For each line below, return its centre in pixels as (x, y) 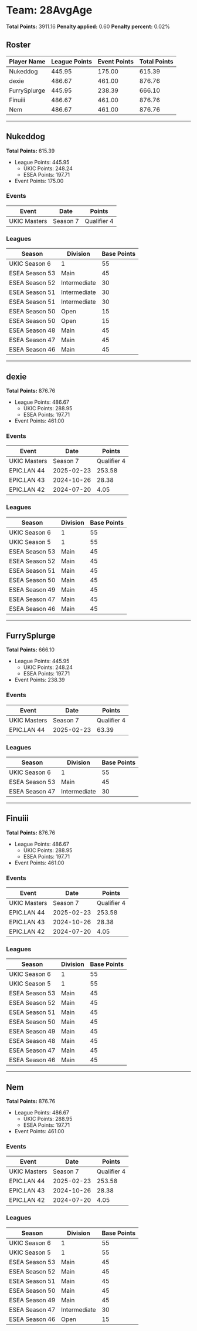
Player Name (27, 61)
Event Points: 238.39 (40, 680)
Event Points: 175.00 (39, 181)
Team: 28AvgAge (49, 10)
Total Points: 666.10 (30, 650)
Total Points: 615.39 (30, 151)
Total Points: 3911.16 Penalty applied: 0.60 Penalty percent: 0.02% (88, 26)
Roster (18, 45)
